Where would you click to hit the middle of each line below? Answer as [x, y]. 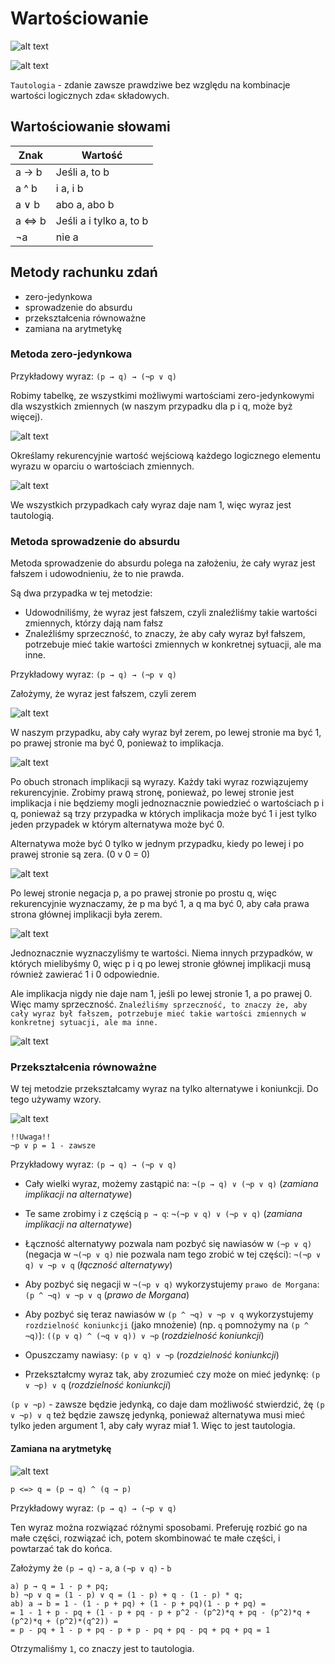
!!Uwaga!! [31, 1137]
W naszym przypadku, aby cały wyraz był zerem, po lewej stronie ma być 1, [166, 733]
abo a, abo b [85, 204]
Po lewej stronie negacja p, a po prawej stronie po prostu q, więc [143, 893]
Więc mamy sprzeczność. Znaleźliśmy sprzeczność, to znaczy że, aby [159, 1004]
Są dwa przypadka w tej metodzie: [81, 593]
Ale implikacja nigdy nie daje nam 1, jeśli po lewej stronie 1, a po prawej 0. [161, 994]
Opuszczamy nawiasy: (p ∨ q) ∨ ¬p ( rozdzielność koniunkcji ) [152, 1355]
